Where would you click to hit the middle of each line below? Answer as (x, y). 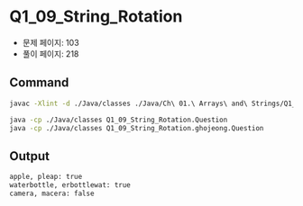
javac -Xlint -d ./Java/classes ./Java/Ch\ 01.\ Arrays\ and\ (129, 103)
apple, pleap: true (46, 177)
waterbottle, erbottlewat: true (70, 185)
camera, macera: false (52, 193)
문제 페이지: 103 (50, 42)
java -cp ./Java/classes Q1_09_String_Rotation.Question (119, 120)
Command (39, 83)
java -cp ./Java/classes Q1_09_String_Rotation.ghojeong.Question (137, 128)
